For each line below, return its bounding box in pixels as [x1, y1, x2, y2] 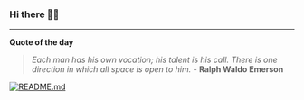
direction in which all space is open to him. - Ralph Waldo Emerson [31, 64, 284, 75]
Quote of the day [9, 37, 74, 48]
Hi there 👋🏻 [9, 8, 60, 21]
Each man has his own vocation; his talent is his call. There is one [31, 54, 278, 66]
